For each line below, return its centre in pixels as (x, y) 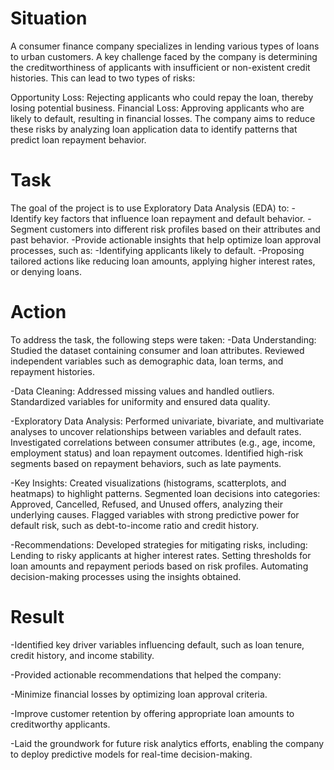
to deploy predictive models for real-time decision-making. (131, 754)
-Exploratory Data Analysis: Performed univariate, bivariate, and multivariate (167, 421)
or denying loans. (46, 271)
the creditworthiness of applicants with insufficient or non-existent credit (160, 67)
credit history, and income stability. (82, 655)
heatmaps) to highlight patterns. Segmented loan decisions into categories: (165, 493)
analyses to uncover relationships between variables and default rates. (156, 431)
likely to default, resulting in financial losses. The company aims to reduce (163, 118)
